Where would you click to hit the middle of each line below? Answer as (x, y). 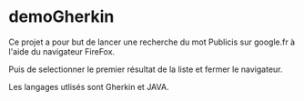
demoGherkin (61, 17)
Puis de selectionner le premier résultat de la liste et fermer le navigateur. (146, 69)
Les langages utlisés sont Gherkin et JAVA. (89, 86)
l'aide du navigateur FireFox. (62, 51)
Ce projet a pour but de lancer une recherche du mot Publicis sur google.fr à (152, 42)
